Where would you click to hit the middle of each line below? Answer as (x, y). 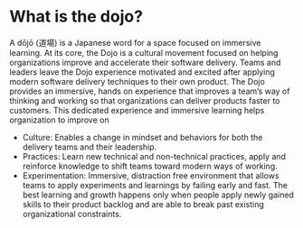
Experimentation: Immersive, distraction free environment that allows (151, 175)
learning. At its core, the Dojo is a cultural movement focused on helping (144, 52)
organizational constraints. (72, 214)
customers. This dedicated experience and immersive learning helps (137, 110)
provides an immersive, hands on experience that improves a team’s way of (150, 91)
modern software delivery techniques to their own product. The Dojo (137, 81)
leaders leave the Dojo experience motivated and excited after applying (142, 72)
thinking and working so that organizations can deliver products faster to (145, 100)
